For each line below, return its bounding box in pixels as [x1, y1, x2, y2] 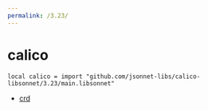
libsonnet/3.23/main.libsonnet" [7, 79, 115, 88]
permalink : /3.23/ [7, 11, 69, 20]
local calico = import [7, 73, 83, 81]
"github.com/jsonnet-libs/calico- [85, 73, 201, 81]
